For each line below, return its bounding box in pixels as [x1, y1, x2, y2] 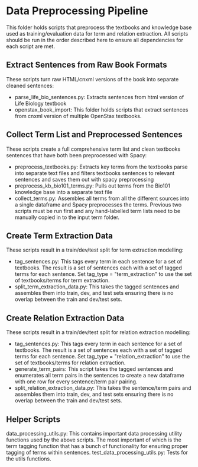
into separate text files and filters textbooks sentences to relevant [14, 169, 175, 176]
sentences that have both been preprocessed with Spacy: [6, 151, 147, 158]
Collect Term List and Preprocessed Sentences [6, 129, 183, 140]
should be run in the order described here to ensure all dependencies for [6, 36, 184, 43]
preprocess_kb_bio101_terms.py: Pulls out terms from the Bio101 [14, 182, 170, 189]
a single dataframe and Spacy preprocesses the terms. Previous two [14, 201, 182, 208]
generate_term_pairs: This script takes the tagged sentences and [14, 366, 173, 373]
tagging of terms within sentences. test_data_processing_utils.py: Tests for [6, 449, 188, 456]
